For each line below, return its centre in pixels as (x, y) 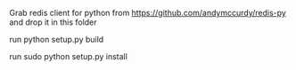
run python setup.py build (57, 39)
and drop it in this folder (53, 22)
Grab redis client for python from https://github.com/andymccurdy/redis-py (148, 13)
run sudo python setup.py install (68, 56)
